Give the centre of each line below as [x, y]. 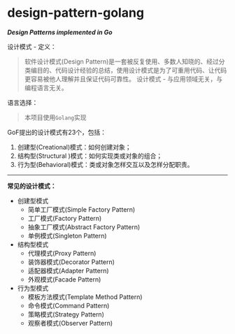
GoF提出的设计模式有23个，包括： [57, 132]
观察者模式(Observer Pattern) [70, 323]
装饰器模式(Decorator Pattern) [71, 262]
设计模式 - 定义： [32, 46]
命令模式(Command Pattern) [69, 305]
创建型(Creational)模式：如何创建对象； [74, 147]
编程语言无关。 [46, 87]
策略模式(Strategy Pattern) [66, 314]
